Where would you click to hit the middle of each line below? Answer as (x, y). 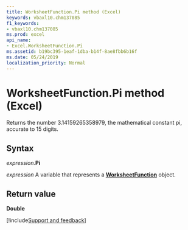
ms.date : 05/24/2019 (33, 57)
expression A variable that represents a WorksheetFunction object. (91, 175)
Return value (31, 194)
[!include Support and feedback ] (46, 220)
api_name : (19, 40)
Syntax (20, 148)
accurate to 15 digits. (33, 129)
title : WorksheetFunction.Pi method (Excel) (64, 12)
